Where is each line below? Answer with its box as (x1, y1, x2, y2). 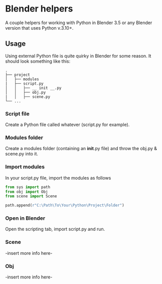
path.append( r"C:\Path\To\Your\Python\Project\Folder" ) (5, 203, 124, 208)
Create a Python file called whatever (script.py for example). (5, 121, 130, 128)
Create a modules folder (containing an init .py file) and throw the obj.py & (5, 146, 157, 152)
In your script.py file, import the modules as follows (5, 175, 111, 181)
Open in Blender (5, 215, 46, 222)
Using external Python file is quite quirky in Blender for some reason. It (5, 53, 151, 59)
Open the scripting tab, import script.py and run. (5, 226, 105, 232)
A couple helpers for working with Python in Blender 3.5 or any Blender (5, 20, 152, 26)
